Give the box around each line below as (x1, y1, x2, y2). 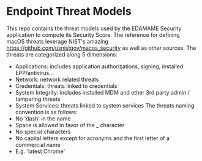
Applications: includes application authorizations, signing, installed (15, 63, 184, 70)
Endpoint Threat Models (6, 4, 132, 18)
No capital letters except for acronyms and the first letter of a (15, 134, 170, 142)
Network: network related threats (15, 76, 99, 83)
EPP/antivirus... (15, 69, 54, 76)
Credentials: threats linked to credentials (15, 82, 118, 90)
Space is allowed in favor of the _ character (15, 121, 125, 128)
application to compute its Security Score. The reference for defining (6, 31, 181, 38)
